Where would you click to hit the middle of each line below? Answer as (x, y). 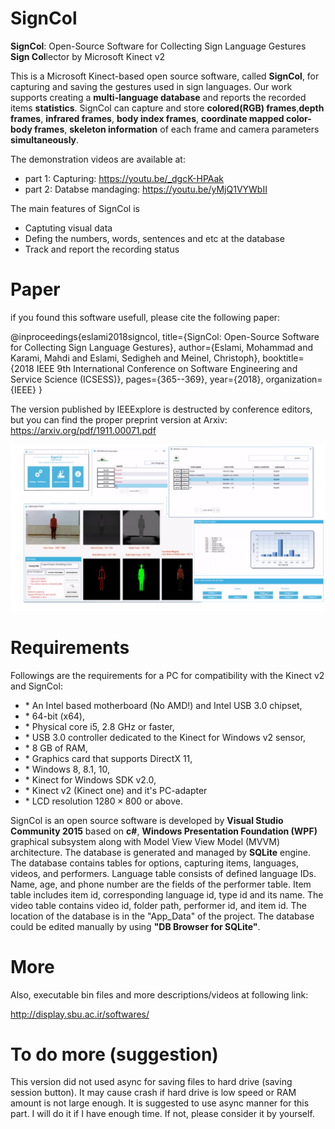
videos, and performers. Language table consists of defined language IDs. (163, 873)
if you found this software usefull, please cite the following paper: (145, 317)
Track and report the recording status (102, 249)
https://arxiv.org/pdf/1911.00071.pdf (83, 430)
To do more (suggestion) (114, 1054)
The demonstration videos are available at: (98, 159)
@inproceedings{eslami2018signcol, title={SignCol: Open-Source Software (165, 336)
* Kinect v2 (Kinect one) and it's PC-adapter (116, 790)
